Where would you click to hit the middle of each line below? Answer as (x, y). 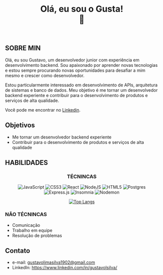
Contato (18, 250)
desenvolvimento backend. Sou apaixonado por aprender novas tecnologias (81, 65)
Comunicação (26, 225)
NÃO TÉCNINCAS (26, 215)
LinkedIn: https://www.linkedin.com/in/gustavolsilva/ (65, 268)
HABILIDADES (27, 163)
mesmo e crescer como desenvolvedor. (45, 75)
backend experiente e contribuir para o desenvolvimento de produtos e (76, 95)
